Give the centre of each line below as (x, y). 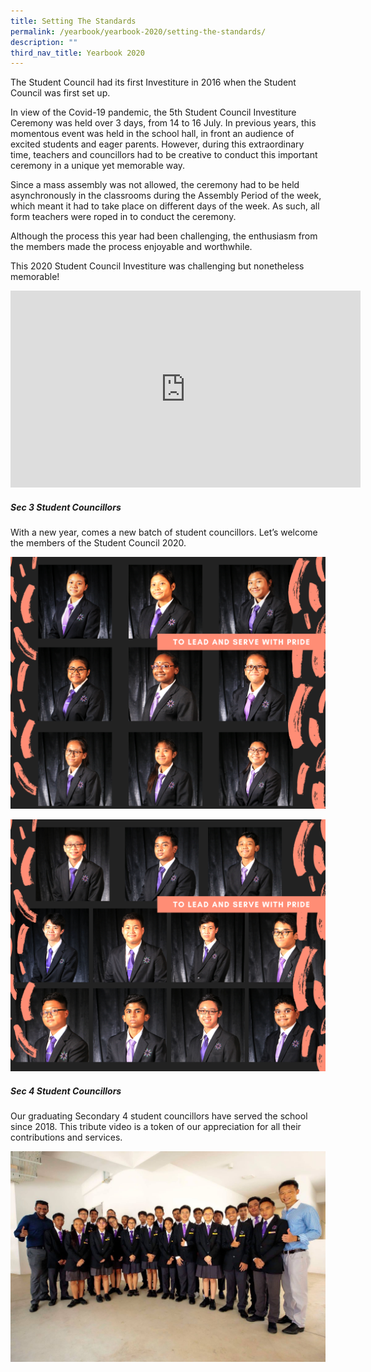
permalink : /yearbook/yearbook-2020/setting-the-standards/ (138, 31)
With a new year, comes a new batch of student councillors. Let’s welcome (164, 532)
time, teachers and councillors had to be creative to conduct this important (164, 155)
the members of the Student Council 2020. (98, 543)
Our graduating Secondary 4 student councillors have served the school (159, 1116)
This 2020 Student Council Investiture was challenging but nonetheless (157, 266)
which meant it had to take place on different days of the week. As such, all (165, 206)
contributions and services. (66, 1137)
